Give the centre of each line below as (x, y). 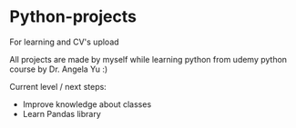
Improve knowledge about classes (87, 104)
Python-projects (73, 17)
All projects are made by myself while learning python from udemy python (148, 59)
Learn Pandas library (62, 113)
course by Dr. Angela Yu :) (59, 69)
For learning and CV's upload (65, 42)
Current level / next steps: (58, 86)
